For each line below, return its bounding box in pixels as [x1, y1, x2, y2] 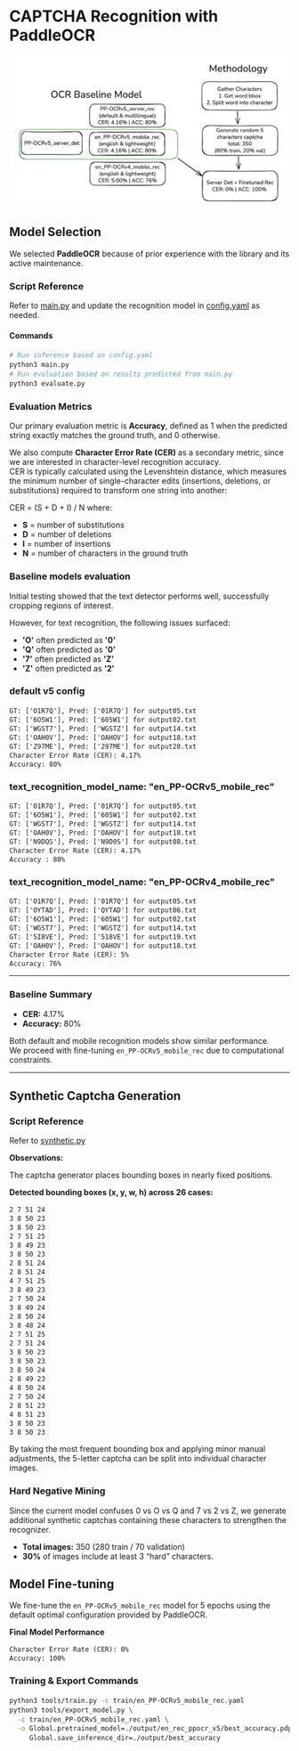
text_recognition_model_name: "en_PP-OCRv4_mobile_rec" [9, 875, 276, 888]
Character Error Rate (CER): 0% [9, 1645, 129, 1654]
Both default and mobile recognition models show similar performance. [9, 1035, 270, 1046]
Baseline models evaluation [9, 570, 131, 582]
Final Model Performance [9, 1627, 105, 1638]
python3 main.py [9, 361, 69, 370]
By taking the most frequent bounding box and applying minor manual [9, 1444, 266, 1454]
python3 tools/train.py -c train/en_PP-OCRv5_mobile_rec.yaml [9, 1696, 245, 1705]
